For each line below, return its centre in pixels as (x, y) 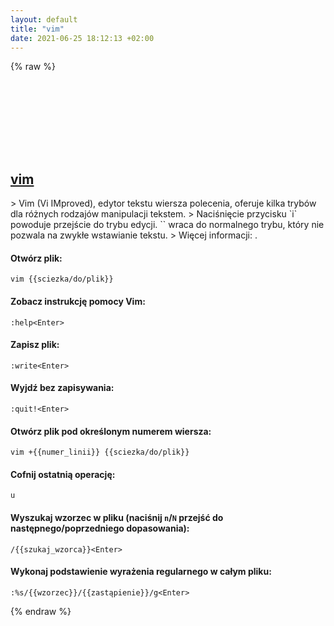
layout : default (44, 19)
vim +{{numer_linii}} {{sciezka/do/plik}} (100, 452)
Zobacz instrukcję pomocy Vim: (78, 301)
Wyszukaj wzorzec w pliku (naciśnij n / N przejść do (117, 517)
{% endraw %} (41, 611)
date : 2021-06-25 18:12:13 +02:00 (82, 38)
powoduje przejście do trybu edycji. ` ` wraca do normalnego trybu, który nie (167, 225)
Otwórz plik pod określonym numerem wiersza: (111, 431)
